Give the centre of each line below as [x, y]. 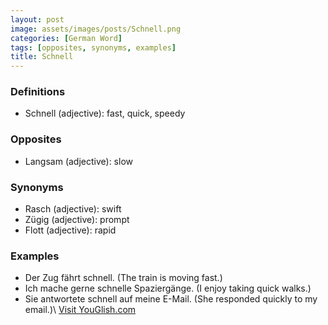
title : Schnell [42, 57]
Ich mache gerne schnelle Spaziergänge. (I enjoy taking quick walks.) [168, 288]
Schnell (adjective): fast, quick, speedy [105, 113]
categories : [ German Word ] [66, 38]
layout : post [37, 19]
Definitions [38, 92]
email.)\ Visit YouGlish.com [80, 310]
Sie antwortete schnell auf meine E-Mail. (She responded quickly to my [171, 299]
